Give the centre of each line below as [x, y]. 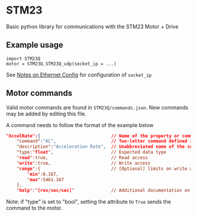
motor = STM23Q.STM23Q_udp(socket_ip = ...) [61, 64]
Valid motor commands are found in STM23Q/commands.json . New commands [97, 107]
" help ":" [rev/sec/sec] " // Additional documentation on [103, 191]
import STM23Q [23, 59]
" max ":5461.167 [46, 180]
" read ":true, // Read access [82, 158]
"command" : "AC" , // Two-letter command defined [102, 141]
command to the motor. [34, 208]
